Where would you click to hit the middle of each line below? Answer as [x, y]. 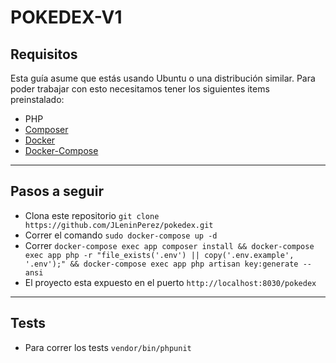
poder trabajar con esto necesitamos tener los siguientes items [140, 89]
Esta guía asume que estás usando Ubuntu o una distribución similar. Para [163, 78]
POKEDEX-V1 [66, 17]
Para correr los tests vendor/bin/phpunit [108, 347]
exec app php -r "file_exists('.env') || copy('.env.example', [159, 255]
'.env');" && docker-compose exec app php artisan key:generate [161, 264]
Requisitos [44, 54]
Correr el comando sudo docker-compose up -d [121, 235]
